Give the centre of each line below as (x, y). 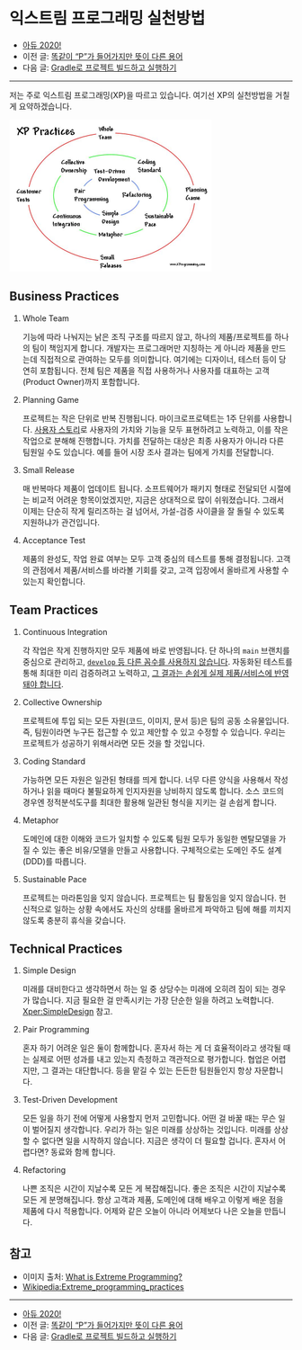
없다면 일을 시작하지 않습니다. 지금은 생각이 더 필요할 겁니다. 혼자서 (159, 1141)
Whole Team (46, 318)
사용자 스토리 (58, 429)
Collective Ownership (62, 702)
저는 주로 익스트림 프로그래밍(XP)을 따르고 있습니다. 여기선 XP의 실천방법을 (142, 94)
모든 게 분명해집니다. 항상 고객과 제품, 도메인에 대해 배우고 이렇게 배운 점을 (153, 1200)
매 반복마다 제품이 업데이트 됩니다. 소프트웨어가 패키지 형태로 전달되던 (145, 488)
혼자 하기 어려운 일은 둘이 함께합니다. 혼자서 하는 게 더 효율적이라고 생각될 (151, 1048)
